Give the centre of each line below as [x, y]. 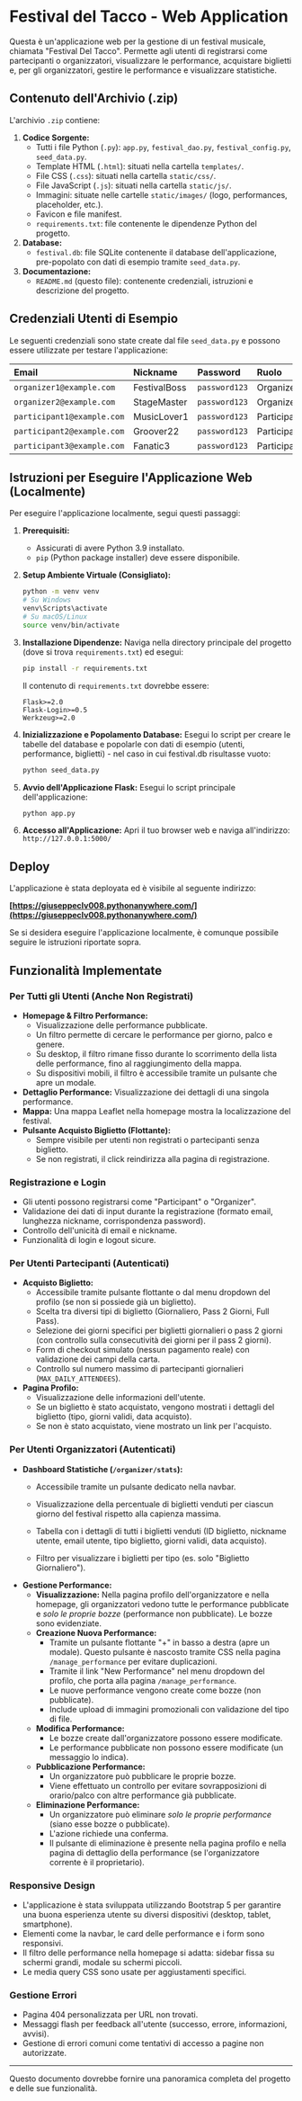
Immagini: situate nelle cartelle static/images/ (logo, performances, [161, 194]
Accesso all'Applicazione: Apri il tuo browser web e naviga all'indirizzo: [156, 830]
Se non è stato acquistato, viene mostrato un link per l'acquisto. [154, 1426]
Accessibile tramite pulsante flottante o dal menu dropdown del [153, 1292]
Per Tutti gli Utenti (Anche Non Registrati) [102, 996]
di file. [61, 1719]
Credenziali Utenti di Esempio [93, 319]
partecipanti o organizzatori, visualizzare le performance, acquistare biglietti [151, 60]
